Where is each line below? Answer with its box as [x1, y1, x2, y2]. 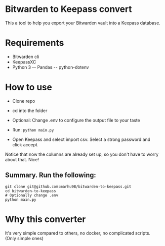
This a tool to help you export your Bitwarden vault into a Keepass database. [5, 20, 161, 26]
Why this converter [5, 213, 86, 225]
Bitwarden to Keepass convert [5, 3, 132, 15]
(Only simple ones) [5, 235, 43, 241]
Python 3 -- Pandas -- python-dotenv [12, 64, 89, 70]
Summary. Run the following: [5, 171, 96, 180]
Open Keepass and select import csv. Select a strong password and [12, 136, 151, 142]
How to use [5, 82, 52, 93]
